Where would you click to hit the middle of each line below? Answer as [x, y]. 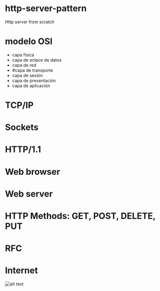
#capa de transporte [32, 70]
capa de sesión [27, 75]
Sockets [22, 128]
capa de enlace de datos [37, 60]
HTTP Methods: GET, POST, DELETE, [80, 216]
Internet [21, 270]
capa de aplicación [31, 86]
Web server [29, 194]
